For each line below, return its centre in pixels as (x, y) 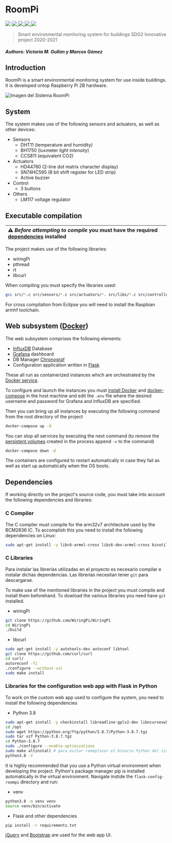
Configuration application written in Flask (56, 365)
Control (21, 183)
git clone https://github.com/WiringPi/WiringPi (58, 620)
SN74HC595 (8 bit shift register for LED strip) (68, 172)
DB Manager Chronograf (39, 359)
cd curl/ (15, 659)
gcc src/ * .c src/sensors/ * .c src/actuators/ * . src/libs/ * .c (71, 295)
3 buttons (30, 189)
